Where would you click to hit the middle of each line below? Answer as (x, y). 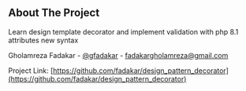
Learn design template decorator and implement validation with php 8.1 (123, 31)
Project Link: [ (31, 71)
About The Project (54, 13)
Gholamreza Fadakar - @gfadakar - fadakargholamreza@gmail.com (118, 55)
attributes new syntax (43, 40)
